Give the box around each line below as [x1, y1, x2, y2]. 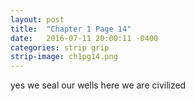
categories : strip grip [10, 42, 110, 53]
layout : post [10, 14, 65, 25]
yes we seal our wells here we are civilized [10, 79, 187, 91]
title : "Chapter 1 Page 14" [10, 24, 132, 34]
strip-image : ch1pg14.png [10, 52, 118, 62]
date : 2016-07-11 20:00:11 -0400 [10, 33, 159, 43]
